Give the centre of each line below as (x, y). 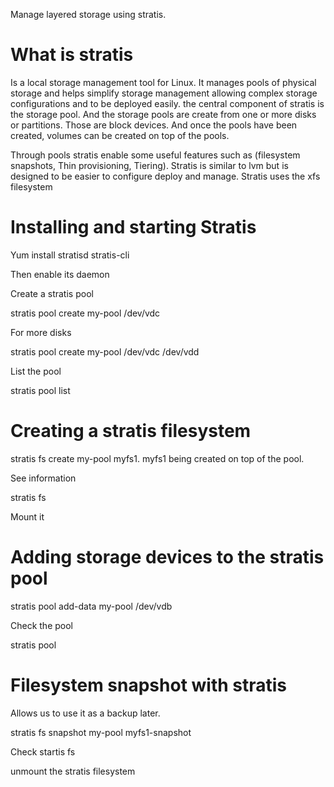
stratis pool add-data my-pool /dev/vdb (91, 606)
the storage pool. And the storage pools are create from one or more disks (163, 114)
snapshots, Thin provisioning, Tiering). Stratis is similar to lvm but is (149, 165)
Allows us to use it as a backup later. (85, 713)
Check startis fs (43, 751)
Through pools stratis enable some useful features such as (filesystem (155, 155)
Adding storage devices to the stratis (167, 557)
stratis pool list (40, 390)
